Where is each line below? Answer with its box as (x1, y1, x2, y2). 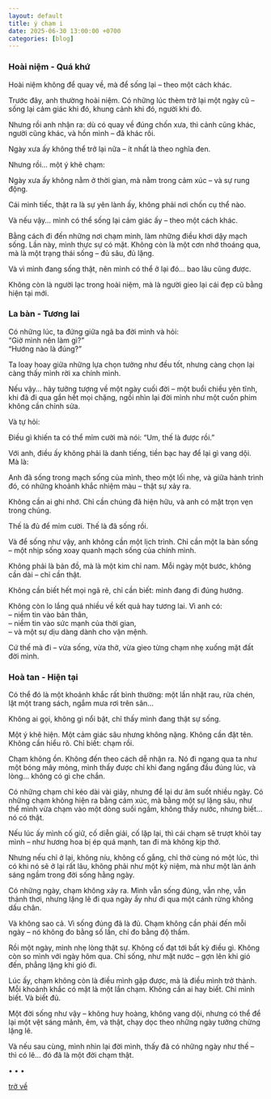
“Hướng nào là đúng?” (8, 343, 83, 353)
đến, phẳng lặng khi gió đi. (8, 961, 97, 970)
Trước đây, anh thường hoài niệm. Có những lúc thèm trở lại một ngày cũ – (8, 95, 255, 105)
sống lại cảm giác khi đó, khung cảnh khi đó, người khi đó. (8, 104, 202, 113)
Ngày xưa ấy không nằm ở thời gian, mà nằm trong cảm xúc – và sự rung (8, 175, 250, 185)
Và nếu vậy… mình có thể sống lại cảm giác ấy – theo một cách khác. (8, 215, 239, 225)
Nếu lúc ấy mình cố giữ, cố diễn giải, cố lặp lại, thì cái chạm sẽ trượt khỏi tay (8, 829, 261, 838)
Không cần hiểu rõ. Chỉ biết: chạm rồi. (8, 739, 135, 748)
